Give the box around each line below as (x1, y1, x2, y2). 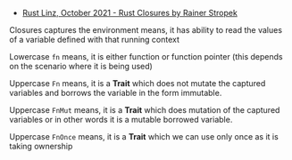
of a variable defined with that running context (9, 35, 180, 44)
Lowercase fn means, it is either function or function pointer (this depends (9, 52, 283, 61)
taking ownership (9, 141, 73, 151)
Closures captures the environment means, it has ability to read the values (9, 25, 283, 35)
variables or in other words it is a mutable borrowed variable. (9, 115, 233, 124)
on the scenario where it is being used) (9, 61, 154, 71)
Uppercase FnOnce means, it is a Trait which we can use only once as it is (9, 132, 279, 141)
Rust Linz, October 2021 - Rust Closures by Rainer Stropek (21, 8, 238, 18)
